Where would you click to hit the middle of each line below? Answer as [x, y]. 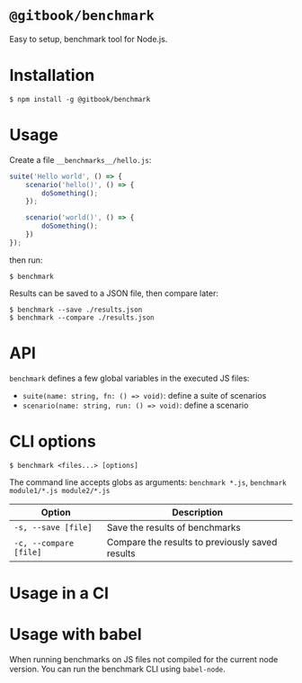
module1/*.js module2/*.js [60, 490]
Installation [52, 76]
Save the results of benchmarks [173, 527]
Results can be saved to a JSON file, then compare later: [114, 293]
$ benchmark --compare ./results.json [82, 318]
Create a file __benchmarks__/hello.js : [80, 159]
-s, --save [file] [53, 527]
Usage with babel [75, 635]
